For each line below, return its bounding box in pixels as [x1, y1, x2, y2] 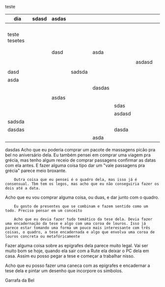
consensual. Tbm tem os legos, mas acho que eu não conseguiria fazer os [5, 181, 160, 186]
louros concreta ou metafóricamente [5, 234, 80, 239]
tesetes [7, 37, 25, 44]
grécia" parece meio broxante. [5, 168, 67, 173]
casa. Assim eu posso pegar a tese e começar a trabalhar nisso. [5, 253, 135, 259]
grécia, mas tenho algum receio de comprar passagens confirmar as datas [5, 157, 156, 163]
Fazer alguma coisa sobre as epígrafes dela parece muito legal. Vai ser [5, 243, 148, 248]
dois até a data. [5, 186, 41, 191]
